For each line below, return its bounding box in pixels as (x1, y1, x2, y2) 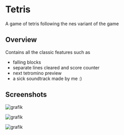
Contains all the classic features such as (5, 49, 91, 55)
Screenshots (5, 90, 47, 99)
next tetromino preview (12, 70, 62, 76)
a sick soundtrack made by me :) (12, 75, 82, 82)
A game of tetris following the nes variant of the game (5, 21, 119, 27)
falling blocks (12, 59, 42, 65)
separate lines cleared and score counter (12, 64, 100, 70)
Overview (5, 35, 37, 44)
